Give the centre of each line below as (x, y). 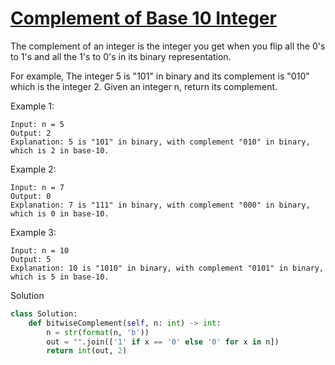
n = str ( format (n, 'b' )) (98, 332)
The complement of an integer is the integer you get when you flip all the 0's (168, 46)
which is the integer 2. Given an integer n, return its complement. (144, 86)
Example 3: (33, 232)
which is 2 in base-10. (60, 150)
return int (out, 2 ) (87, 351)
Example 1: (32, 106)
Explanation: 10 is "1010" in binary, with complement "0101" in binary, (167, 268)
